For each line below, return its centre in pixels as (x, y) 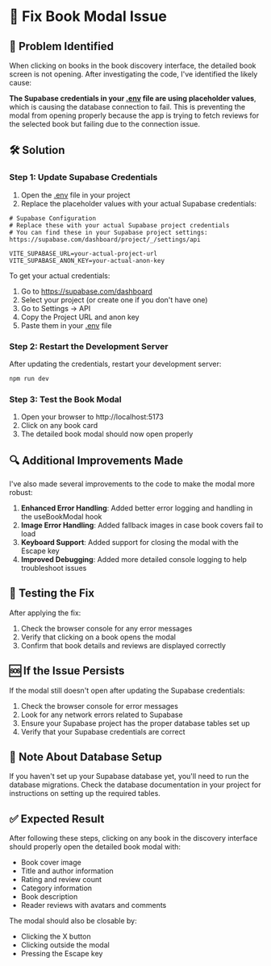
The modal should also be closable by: (73, 921)
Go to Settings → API (56, 308)
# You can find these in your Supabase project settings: (108, 232)
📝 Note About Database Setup (85, 757)
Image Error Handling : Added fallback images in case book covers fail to (142, 525)
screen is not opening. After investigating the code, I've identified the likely (133, 74)
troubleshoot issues (54, 568)
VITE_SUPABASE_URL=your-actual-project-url (83, 253)
